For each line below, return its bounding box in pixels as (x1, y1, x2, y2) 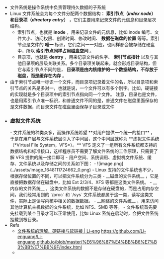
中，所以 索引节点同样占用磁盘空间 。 (17, 48, 94, 54)
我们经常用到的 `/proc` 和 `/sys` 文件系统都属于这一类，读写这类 (18, 192, 149, 198)
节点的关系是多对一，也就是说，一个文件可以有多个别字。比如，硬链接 (14, 85, 158, 91)
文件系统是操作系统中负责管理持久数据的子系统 (9, 4, 106, 10)
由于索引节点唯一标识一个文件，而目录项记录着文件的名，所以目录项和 (9, 79, 154, 85)
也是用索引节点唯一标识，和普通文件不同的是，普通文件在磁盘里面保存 (9, 97, 154, 103)
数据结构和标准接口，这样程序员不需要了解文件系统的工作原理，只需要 (9, 148, 154, 154)
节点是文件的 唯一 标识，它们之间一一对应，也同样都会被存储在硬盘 (17, 42, 155, 47)
